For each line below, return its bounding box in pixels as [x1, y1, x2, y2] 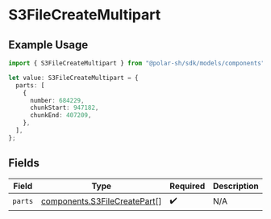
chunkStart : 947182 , [29, 103, 99, 112]
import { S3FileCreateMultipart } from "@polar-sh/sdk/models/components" [8, 59, 265, 67]
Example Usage [8, 38, 89, 52]
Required [169, 180, 206, 192]
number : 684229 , [29, 96, 85, 104]
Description [212, 180, 260, 192]
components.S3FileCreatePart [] [40, 196, 162, 207]
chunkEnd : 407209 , [29, 112, 92, 120]
